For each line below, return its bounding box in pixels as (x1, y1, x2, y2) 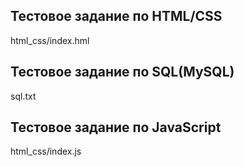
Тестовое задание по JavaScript (10, 119, 222, 136)
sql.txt (10, 90, 37, 102)
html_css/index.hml (10, 34, 90, 46)
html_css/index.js (10, 145, 82, 158)
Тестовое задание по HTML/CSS (10, 8, 223, 25)
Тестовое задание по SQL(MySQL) (10, 64, 235, 81)
